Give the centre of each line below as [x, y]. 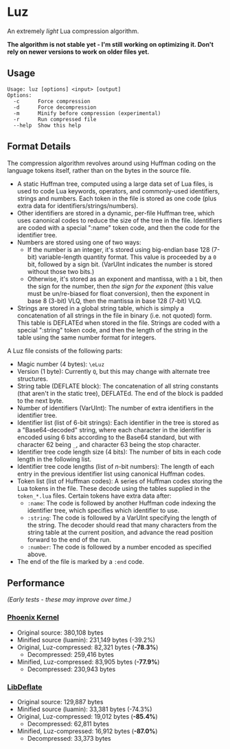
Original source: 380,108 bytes [60, 632]
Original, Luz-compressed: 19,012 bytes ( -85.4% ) [87, 716]
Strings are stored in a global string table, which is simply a [100, 308]
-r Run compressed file [55, 119]
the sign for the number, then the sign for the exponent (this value [120, 286]
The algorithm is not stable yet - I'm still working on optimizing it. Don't [111, 44]
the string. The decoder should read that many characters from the [122, 525]
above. [37, 554]
